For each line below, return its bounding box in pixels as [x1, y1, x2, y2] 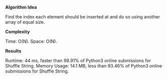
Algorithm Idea [5, 4, 37, 10]
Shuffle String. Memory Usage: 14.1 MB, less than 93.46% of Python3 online [5, 63, 162, 69]
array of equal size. [5, 19, 45, 25]
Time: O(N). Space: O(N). [5, 38, 58, 44]
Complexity [5, 29, 30, 34]
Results [5, 48, 22, 54]
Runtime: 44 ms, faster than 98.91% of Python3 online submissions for [5, 58, 151, 64]
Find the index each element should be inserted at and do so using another [5, 14, 160, 19]
